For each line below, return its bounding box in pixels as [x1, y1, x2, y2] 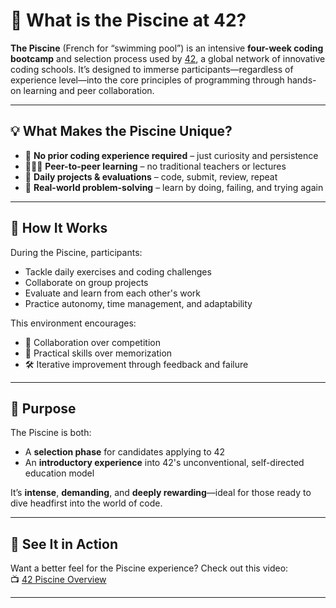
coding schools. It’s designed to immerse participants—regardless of [10, 63, 294, 75]
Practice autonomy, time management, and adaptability [24, 297, 253, 309]
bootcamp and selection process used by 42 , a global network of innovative [10, 52, 326, 64]
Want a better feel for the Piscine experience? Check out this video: [10, 562, 289, 574]
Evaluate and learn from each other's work [24, 287, 202, 299]
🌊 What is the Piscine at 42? [10, 9, 247, 32]
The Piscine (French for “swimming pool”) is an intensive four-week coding [10, 42, 324, 54]
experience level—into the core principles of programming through [10, 74, 285, 86]
